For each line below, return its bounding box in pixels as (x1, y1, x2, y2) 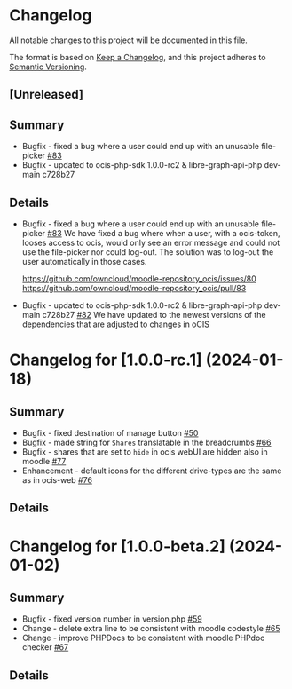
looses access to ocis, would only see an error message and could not (21, 237, 280, 248)
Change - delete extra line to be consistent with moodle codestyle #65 (21, 623, 280, 634)
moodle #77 (21, 455, 67, 466)
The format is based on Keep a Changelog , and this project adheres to (9, 51, 266, 62)
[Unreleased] (9, 87, 84, 102)
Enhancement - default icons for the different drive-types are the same (21, 465, 282, 476)
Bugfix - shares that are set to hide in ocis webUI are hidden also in (21, 446, 268, 457)
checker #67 (21, 642, 69, 653)
